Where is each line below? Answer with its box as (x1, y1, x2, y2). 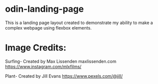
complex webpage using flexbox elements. (5, 25, 92, 30)
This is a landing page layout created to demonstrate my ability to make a (5, 20, 153, 26)
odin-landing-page (5, 3, 84, 15)
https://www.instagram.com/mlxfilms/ (5, 63, 82, 69)
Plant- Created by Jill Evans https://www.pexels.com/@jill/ (5, 73, 123, 79)
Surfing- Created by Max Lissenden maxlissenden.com (5, 58, 117, 64)
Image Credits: (5, 42, 67, 54)
